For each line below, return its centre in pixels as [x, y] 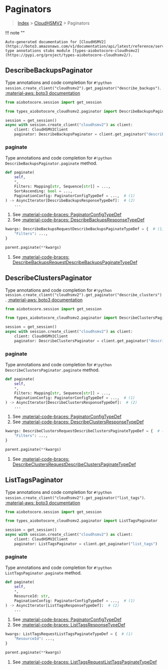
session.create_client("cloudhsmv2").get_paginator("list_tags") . [75, 497]
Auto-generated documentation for [41, 42]
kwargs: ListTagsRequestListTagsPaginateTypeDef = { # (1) [69, 634]
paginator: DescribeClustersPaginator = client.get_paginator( [81, 341]
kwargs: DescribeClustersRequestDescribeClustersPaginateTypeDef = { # [82, 431]
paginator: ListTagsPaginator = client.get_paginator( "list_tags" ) [86, 544]
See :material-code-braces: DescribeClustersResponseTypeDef [78, 422]
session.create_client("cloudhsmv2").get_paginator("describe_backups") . [83, 88]
